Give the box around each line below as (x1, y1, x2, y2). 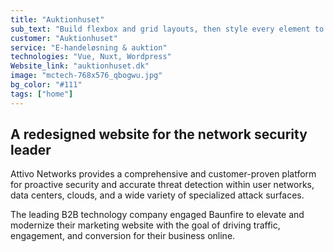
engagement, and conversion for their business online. (10, 230, 236, 242)
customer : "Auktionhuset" (10, 33, 118, 43)
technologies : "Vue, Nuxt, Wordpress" (10, 52, 172, 62)
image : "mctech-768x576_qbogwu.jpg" (10, 71, 163, 81)
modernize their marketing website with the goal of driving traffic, (10, 219, 281, 231)
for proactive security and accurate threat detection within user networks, (10, 179, 315, 191)
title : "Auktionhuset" (10, 14, 105, 25)
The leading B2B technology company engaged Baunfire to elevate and (10, 209, 305, 221)
